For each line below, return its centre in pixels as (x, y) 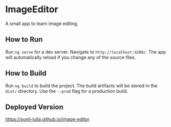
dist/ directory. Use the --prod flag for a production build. (67, 91)
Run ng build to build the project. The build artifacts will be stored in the (81, 86)
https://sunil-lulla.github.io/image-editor (47, 119)
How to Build (26, 73)
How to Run (24, 40)
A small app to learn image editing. (42, 23)
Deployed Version (34, 107)
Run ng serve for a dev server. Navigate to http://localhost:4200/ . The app (86, 52)
